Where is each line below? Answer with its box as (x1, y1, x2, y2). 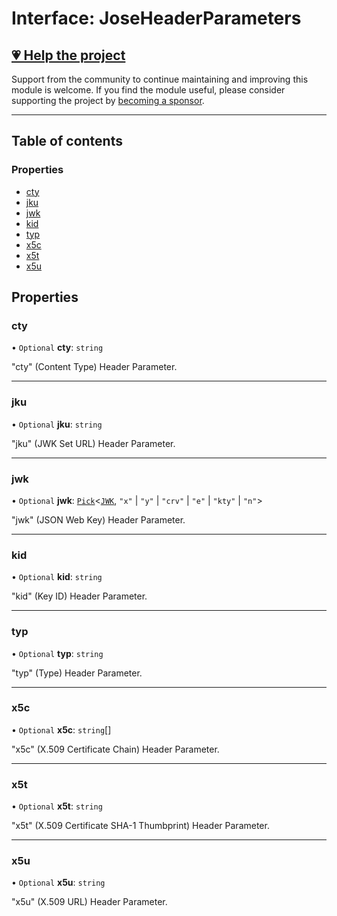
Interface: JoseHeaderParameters (11, 7, 302, 30)
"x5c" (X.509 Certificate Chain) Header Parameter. (11, 743, 220, 755)
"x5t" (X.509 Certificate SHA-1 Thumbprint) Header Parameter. (11, 820, 270, 832)
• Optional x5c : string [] (11, 723, 112, 736)
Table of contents (11, 133, 123, 150)
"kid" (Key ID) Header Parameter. (11, 590, 148, 602)
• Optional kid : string (11, 571, 103, 583)
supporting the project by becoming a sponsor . (11, 95, 205, 106)
